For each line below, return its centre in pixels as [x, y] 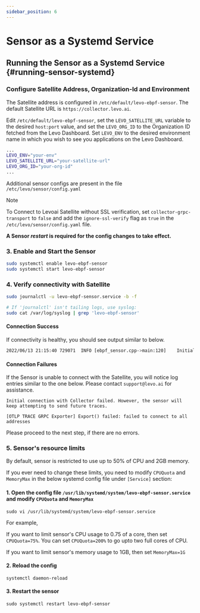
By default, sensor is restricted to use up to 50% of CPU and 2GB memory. [98, 461]
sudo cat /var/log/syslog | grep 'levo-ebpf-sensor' [73, 313]
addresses [18, 422]
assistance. [20, 390]
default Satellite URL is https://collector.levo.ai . [69, 108]
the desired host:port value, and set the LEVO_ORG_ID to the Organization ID [98, 126]
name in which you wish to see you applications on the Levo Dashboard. [95, 139]
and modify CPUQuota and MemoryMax [50, 499]
